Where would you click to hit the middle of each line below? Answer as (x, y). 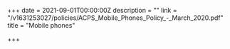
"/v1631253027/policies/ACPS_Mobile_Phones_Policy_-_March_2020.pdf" (115, 18)
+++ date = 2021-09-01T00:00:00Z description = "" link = (92, 10)
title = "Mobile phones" (41, 25)
